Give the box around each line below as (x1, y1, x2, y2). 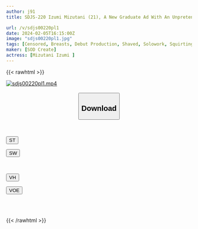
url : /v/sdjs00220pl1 (6, 25, 60, 31)
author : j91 (6, 8, 35, 15)
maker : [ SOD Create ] (6, 47, 57, 53)
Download (81, 104, 117, 113)
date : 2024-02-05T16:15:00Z (6, 30, 75, 36)
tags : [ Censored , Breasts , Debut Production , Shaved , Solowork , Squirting (6, 41, 194, 47)
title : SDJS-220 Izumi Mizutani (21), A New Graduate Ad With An (6, 14, 170, 20)
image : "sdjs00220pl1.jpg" (6, 36, 72, 42)
